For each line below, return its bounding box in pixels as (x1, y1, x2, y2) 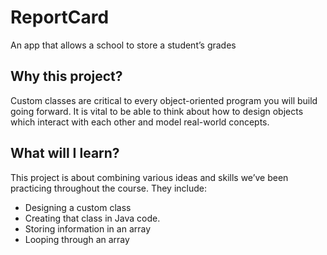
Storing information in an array (24, 222, 152, 235)
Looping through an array (24, 233, 130, 245)
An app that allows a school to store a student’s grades (10, 39, 237, 51)
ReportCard (10, 6, 110, 29)
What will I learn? (10, 145, 120, 162)
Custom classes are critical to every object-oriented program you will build (10, 94, 318, 106)
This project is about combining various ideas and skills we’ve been (10, 171, 289, 183)
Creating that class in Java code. (24, 212, 161, 224)
